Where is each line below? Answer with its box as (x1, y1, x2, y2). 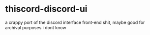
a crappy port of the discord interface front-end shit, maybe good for (5, 19, 145, 25)
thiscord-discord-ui (5, 3, 88, 15)
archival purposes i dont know (5, 24, 66, 30)
